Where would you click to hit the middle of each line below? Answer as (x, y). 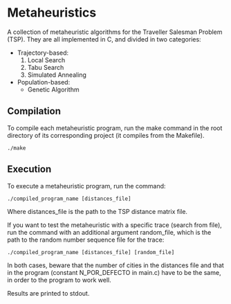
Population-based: (44, 82)
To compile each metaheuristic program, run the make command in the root (115, 128)
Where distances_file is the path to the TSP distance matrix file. (98, 211)
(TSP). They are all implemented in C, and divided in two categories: (104, 39)
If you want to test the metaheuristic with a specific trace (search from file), (115, 225)
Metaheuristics (52, 13)
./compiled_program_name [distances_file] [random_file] (91, 252)
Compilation (34, 111)
